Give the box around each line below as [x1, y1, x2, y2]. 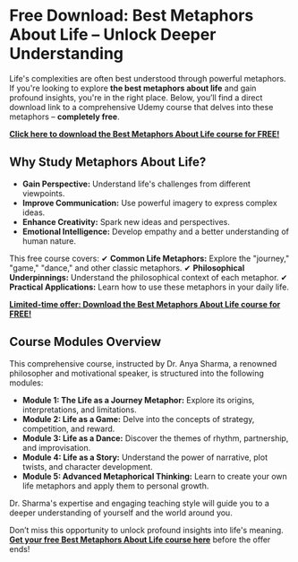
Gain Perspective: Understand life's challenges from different [21, 178, 251, 189]
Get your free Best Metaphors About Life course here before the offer [9, 534, 271, 545]
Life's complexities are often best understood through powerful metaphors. [9, 73, 286, 83]
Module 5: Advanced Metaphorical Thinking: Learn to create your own [21, 471, 288, 481]
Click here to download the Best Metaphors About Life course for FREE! [9, 128, 280, 139]
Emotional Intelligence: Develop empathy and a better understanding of [21, 226, 289, 237]
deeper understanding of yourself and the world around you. [9, 507, 233, 518]
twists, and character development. [21, 461, 154, 471]
